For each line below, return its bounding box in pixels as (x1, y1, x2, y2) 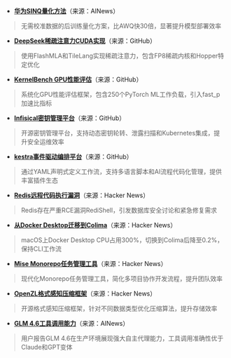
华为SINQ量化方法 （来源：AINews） (13, 7, 120, 15)
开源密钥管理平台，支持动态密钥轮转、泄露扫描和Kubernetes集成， (20, 129, 214, 137)
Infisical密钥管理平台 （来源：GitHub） (13, 114, 126, 122)
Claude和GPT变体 (20, 343, 73, 351)
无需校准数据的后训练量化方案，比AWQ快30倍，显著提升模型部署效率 (20, 22, 222, 30)
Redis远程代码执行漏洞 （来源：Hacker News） (13, 191, 149, 199)
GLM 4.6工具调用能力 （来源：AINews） (13, 319, 129, 327)
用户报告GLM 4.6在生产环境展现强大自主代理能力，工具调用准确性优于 (20, 334, 224, 343)
